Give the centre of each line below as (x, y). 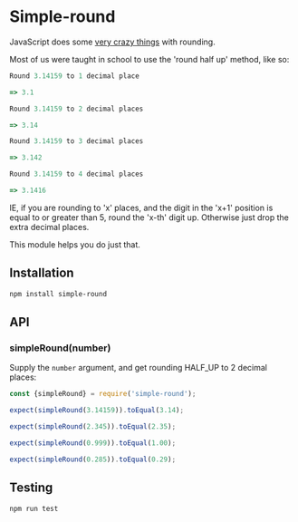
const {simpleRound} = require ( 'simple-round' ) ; (103, 394)
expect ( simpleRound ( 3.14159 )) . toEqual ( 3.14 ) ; (96, 411)
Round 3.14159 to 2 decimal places (77, 109)
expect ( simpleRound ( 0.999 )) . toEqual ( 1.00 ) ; (93, 443)
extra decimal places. (49, 227)
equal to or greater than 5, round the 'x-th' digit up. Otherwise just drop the (149, 217)
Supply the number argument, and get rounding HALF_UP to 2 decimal (138, 368)
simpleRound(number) (60, 348)
